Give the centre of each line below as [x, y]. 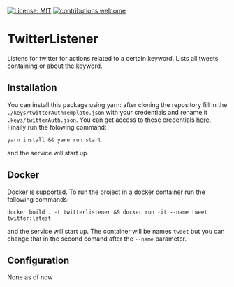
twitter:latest [29, 218]
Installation [32, 88]
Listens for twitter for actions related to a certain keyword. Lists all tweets [113, 58]
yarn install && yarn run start [54, 140]
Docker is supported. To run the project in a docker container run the [106, 192]
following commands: [38, 199]
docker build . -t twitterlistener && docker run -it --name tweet [108, 212]
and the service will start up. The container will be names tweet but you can [116, 231]
